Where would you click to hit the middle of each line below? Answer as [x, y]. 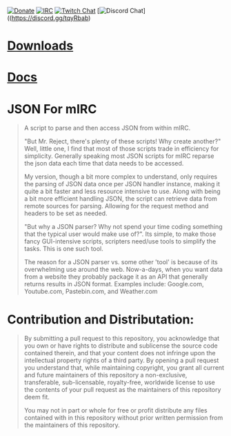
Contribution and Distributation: [101, 319]
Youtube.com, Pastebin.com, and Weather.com [91, 291]
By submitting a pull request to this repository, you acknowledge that [122, 339]
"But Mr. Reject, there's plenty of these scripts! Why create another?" [122, 141]
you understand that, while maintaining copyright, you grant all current [124, 368]
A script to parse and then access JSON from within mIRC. [107, 128]
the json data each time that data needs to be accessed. [104, 163]
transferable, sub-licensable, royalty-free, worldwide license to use [119, 382]
